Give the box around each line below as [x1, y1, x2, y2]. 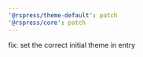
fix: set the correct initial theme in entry [8, 40, 136, 49]
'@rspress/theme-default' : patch [8, 11, 118, 20]
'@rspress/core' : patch [8, 19, 86, 27]
